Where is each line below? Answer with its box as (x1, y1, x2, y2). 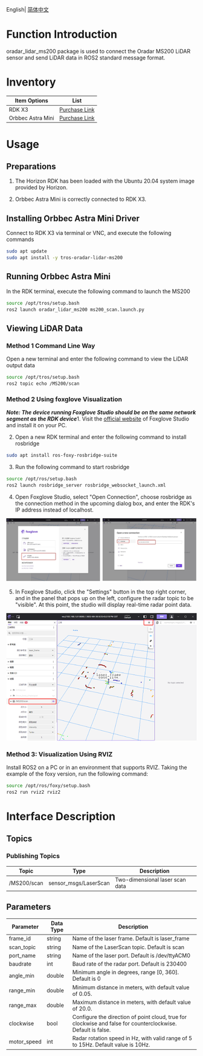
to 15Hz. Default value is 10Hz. (72, 1041, 150, 1049)
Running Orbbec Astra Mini (6, 271, 111, 282)
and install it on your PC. (6, 422, 68, 429)
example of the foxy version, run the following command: (6, 770, 148, 777)
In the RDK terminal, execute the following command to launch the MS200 (6, 288, 190, 295)
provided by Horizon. (14, 184, 68, 191)
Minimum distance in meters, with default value (72, 983, 190, 991)
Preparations (6, 161, 56, 172)
